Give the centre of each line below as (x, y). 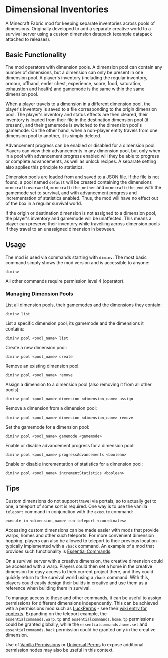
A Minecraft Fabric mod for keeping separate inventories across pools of (80, 23)
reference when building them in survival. (48, 588)
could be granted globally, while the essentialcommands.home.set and (76, 624)
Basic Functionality (36, 55)
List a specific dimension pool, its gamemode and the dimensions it (75, 323)
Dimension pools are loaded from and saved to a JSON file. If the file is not (82, 177)
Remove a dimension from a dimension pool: (51, 408)
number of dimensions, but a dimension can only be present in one (74, 72)
